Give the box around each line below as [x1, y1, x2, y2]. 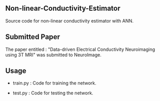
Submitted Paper [5, 33, 61, 42]
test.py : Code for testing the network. [12, 90, 93, 96]
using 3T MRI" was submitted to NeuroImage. [5, 51, 102, 58]
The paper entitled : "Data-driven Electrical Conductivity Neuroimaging [5, 46, 155, 52]
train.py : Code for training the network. [12, 80, 96, 86]
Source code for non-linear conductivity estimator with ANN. [5, 17, 134, 24]
